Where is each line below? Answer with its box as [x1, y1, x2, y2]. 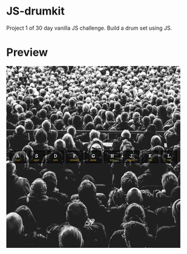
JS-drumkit [6, 4, 65, 18]
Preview [6, 45, 48, 59]
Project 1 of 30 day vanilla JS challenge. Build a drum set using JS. [6, 24, 172, 32]
